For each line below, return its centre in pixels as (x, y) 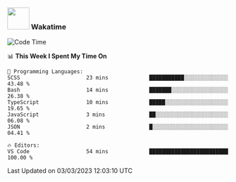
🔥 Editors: (24, 145)
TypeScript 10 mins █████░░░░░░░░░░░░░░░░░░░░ (118, 103)
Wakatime (49, 27)
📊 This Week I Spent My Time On (57, 56)
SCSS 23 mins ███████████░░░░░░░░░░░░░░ (118, 78)
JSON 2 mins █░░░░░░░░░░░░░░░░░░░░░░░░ (118, 127)
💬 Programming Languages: (45, 72)
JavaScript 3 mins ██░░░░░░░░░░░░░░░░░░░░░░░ (118, 115)
